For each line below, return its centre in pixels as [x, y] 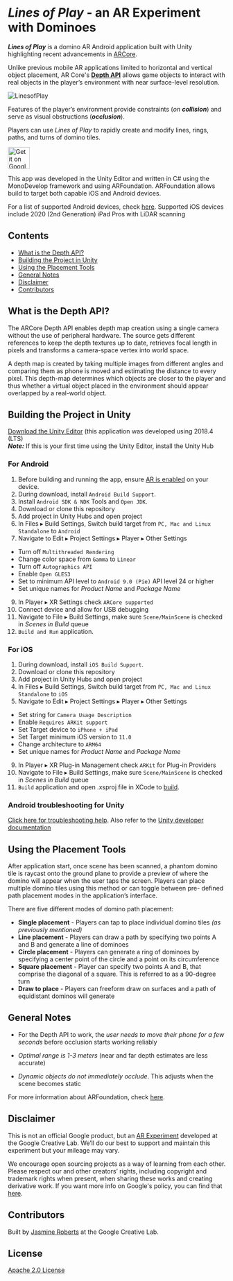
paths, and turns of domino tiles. [54, 137]
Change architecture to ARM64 [59, 744]
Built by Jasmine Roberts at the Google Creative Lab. [83, 1232]
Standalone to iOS [43, 694]
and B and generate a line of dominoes [73, 945]
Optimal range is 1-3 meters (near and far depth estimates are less [113, 1055]
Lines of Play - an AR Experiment [104, 13]
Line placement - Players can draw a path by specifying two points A [117, 937]
